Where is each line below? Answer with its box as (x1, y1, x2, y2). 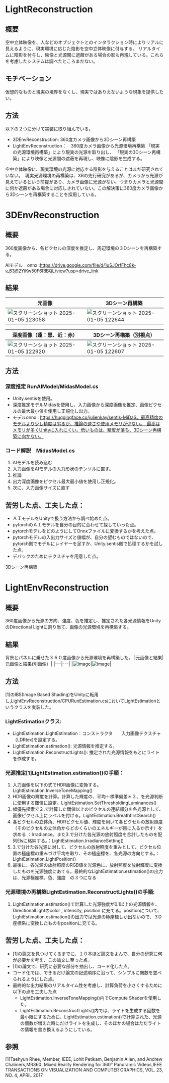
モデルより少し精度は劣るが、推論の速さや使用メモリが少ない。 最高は (12, 421, 160, 427)
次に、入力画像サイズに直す (12, 485, 70, 491)
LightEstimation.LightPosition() (12, 856, 76, 862)
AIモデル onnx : (5, 262, 40, 268)
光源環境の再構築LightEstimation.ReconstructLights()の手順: (5, 889, 155, 896)
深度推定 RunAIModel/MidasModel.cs (5, 383, 99, 390)
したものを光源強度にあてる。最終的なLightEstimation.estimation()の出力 (12, 868, 163, 874)
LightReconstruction (5, 4, 93, 15)
